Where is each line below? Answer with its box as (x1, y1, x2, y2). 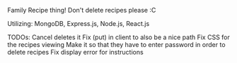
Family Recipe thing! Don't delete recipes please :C (7, 6, 156, 14)
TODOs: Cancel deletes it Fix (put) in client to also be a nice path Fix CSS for (7, 33, 230, 41)
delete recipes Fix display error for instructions (7, 48, 144, 56)
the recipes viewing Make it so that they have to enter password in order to (7, 41, 226, 48)
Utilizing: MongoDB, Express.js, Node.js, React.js (7, 20, 150, 27)
